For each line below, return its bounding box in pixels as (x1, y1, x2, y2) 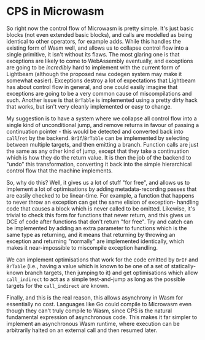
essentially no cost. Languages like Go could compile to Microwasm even (6, 300, 192, 307)
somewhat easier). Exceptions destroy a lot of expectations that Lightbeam (6, 77, 196, 84)
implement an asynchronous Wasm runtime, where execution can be (6, 320, 180, 327)
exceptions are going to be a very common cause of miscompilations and (6, 90, 192, 97)
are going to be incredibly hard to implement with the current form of (6, 63, 180, 71)
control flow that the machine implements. (6, 167, 113, 174)
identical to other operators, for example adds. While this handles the (6, 37, 181, 45)
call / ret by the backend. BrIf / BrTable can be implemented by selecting (6, 134, 189, 142)
